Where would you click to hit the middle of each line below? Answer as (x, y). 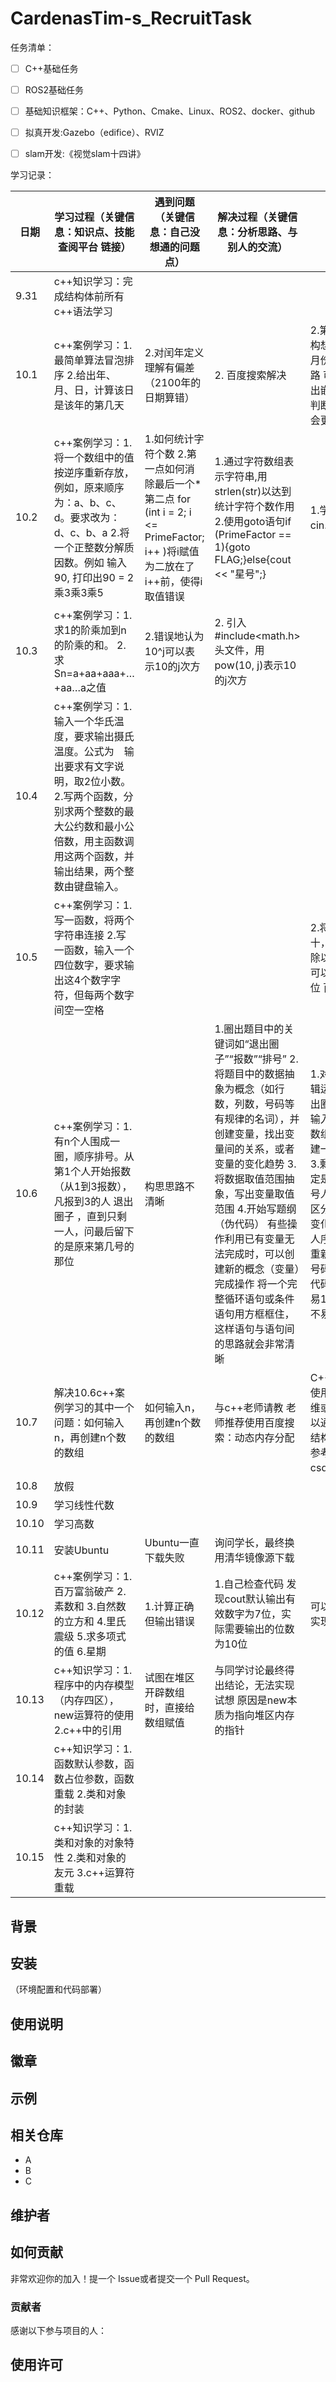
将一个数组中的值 (94, 458)
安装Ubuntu (81, 1550)
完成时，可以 (254, 1254)
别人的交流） (257, 247)
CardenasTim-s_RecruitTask (131, 18)
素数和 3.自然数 (90, 1607)
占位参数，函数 (99, 1779)
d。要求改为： (87, 518)
